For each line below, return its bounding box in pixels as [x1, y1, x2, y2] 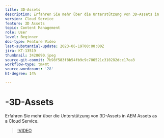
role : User [5, 30, 27, 35]
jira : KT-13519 [5, 48, 36, 53]
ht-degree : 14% [5, 71, 36, 76]
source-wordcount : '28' [5, 67, 54, 72]
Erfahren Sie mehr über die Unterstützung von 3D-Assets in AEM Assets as [5, 112, 157, 118]
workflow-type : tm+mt [5, 62, 50, 67]
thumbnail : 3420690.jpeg [5, 53, 56, 58]
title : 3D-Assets [5, 7, 41, 12]
